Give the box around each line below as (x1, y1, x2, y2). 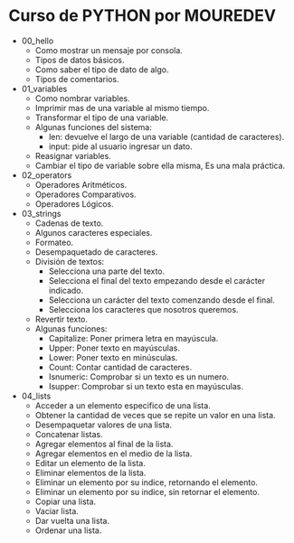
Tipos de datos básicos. (34, 54, 125, 65)
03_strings (21, 208, 62, 219)
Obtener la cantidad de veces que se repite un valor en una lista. (34, 409, 277, 420)
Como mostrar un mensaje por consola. (34, 44, 183, 55)
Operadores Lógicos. (34, 198, 114, 209)
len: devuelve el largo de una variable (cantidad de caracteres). (48, 131, 285, 142)
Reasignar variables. (34, 150, 112, 161)
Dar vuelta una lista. (34, 515, 110, 526)
